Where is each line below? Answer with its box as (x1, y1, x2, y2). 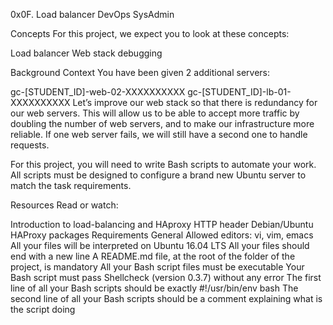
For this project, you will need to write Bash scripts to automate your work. (10, 159, 317, 170)
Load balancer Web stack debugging (10, 47, 163, 59)
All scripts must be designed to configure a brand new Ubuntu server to (10, 169, 307, 181)
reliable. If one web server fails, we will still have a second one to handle (10, 129, 308, 140)
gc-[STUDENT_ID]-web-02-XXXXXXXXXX (10, 86, 186, 98)
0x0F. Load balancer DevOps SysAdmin (10, 9, 175, 20)
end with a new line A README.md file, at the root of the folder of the (10, 250, 296, 262)
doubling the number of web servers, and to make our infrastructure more (10, 118, 315, 129)
